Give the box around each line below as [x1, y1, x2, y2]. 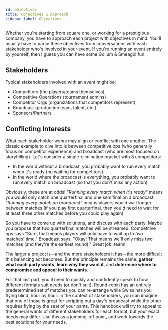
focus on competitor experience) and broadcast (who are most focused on [5, 148, 159, 154]
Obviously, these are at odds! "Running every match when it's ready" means [5, 189, 163, 195]
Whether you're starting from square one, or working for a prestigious [5, 30, 149, 36]
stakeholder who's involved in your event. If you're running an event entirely [5, 46, 162, 52]
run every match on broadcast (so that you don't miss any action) [12, 179, 148, 185]
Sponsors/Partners [12, 110, 52, 116]
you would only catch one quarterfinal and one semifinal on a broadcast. [5, 194, 155, 200]
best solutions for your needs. [5, 319, 67, 325]
